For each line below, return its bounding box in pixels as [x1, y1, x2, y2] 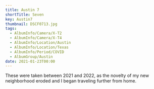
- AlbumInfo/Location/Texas [10, 45, 69, 50]
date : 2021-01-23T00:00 [5, 59, 56, 64]
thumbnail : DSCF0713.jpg [5, 21, 58, 27]
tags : [5, 26, 17, 31]
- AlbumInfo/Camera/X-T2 [10, 31, 62, 36]
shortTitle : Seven [5, 12, 44, 17]
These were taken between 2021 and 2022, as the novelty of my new [5, 72, 149, 78]
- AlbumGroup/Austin [10, 54, 53, 59]
